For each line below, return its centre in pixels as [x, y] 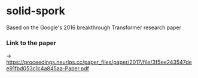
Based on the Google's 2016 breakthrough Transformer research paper [94, 27]
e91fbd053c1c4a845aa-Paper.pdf [48, 68]
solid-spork [36, 11]
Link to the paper [31, 43]
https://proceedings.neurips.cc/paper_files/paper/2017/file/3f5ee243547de [99, 62]
